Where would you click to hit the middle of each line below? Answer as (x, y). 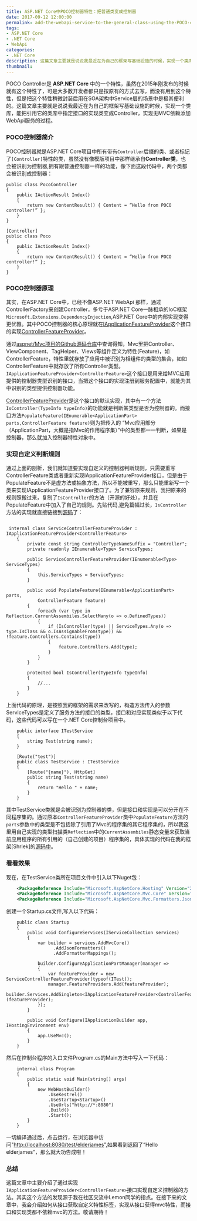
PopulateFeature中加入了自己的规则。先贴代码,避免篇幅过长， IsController (96, 505)
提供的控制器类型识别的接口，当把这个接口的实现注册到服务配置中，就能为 (96, 380)
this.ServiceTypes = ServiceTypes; (81, 575)
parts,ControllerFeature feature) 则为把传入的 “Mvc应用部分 (81, 422)
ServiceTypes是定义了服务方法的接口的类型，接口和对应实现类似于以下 (92, 713)
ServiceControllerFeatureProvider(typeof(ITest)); (69, 979)
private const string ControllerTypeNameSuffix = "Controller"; (107, 544)
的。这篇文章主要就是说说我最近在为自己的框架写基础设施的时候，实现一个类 (98, 106)
